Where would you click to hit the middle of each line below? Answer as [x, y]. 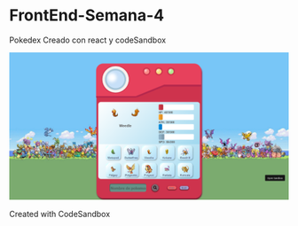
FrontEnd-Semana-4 [87, 16]
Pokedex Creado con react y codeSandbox [88, 40]
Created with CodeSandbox [60, 214]
